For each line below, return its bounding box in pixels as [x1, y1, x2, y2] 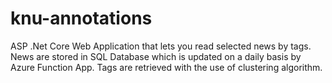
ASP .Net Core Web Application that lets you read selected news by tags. [10, 40, 312, 52]
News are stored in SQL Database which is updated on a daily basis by [10, 50, 302, 62]
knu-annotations [10, 7, 153, 30]
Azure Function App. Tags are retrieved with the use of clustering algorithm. [10, 61, 323, 73]
